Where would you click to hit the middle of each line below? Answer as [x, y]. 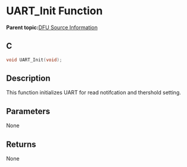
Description [28, 78]
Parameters [28, 111]
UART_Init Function [54, 11]
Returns [21, 144]
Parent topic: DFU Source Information [52, 27]
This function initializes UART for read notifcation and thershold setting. [93, 93]
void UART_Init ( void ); [34, 60]
